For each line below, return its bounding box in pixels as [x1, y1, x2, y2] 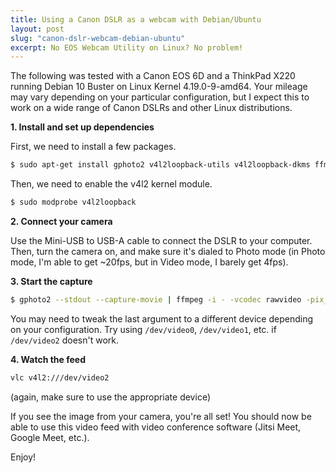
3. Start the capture [10, 276, 93, 287]
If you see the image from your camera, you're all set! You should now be [10, 410, 312, 422]
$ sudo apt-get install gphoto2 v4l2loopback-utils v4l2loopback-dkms [10, 160, 311, 170]
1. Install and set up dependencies [10, 121, 155, 133]
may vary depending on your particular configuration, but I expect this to [10, 91, 310, 103]
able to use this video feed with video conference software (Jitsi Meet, [10, 421, 302, 433]
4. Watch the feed [10, 353, 86, 365]
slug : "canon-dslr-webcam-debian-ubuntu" [10, 33, 186, 43]
